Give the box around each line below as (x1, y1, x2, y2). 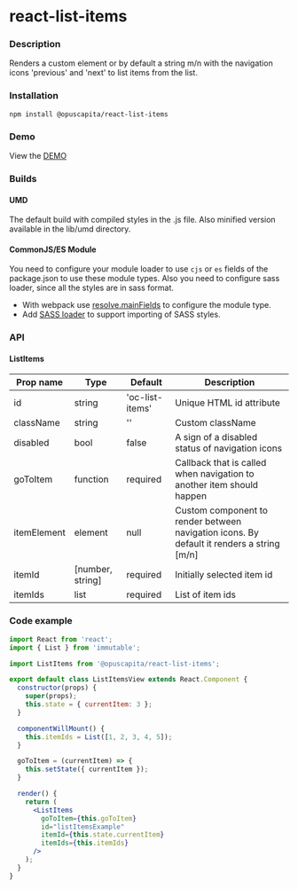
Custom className (175, 416, 256, 429)
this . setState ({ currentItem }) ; (25, 765, 149, 774)
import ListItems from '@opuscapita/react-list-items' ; (9, 659, 220, 668)
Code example (9, 615, 73, 627)
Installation (9, 90, 59, 102)
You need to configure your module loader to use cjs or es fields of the (9, 264, 269, 274)
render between (175, 515, 242, 527)
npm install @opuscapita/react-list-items (9, 109, 169, 119)
